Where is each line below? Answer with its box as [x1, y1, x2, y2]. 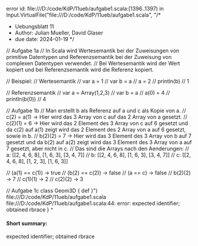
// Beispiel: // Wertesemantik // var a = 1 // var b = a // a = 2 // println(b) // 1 [6, 77, 190, 85]
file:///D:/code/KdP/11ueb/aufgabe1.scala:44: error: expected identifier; [6, 200, 180, 207]
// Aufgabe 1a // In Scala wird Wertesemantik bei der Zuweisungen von [6, 47, 180, 54]
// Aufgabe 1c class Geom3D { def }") [6, 187, 98, 194]
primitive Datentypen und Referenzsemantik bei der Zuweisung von [6, 54, 172, 60]
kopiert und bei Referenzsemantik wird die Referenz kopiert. [6, 66, 154, 73]
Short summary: [6, 220, 48, 227]
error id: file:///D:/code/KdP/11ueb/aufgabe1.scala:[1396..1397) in [6, 5, 164, 12]
